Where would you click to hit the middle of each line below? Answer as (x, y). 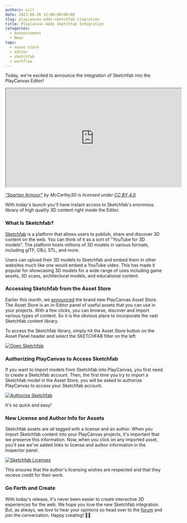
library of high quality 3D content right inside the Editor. (62, 210)
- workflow (21, 61)
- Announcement (26, 33)
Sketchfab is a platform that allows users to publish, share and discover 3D (82, 234)
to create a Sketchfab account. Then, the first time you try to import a (77, 375)
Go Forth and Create (30, 488)
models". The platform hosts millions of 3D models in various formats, (77, 244)
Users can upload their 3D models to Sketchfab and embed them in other (81, 259)
